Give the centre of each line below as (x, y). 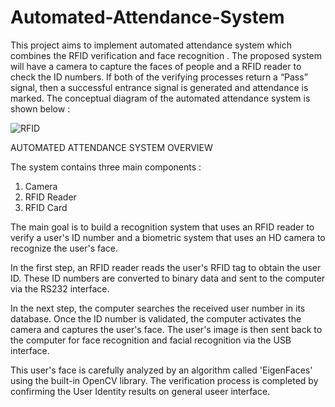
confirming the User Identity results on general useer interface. (140, 391)
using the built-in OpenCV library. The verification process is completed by (164, 380)
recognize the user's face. (64, 248)
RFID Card (46, 207)
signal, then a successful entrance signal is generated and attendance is (159, 87)
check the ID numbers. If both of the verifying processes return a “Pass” (159, 77)
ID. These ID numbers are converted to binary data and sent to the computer (168, 278)
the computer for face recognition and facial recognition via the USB (151, 340)
